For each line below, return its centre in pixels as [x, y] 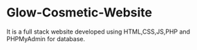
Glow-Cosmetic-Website [79, 13]
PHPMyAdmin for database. [46, 38]
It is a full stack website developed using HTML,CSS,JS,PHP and [98, 32]
